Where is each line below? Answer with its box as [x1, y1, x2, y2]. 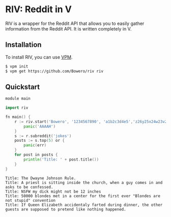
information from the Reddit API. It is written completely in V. [5, 25, 132, 32]
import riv [5, 105, 28, 110]
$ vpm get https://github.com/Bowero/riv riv [5, 69, 103, 74]
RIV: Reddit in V [5, 4, 72, 15]
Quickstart [5, 82, 40, 91]
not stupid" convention [5, 198, 56, 203]
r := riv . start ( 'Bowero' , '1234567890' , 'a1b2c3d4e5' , [14, 119, 133, 124]
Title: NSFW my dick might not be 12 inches [5, 189, 101, 194]
